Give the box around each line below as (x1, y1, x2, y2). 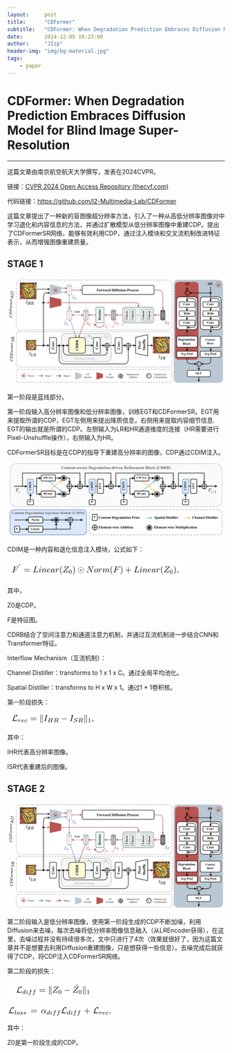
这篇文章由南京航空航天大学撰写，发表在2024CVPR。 (7, 167, 160, 176)
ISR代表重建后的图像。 (7, 762, 71, 770)
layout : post (7, 11, 57, 18)
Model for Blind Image (7, 122, 136, 138)
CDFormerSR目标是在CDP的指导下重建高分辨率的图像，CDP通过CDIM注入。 (7, 448, 224, 457)
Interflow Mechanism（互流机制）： (7, 653, 107, 662)
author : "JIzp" (7, 40, 64, 48)
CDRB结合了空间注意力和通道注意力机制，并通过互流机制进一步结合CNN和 (7, 630, 219, 639)
